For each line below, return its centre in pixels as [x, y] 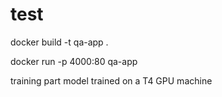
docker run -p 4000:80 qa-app [74, 61]
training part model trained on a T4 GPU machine [111, 80]
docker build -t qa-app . [59, 42]
